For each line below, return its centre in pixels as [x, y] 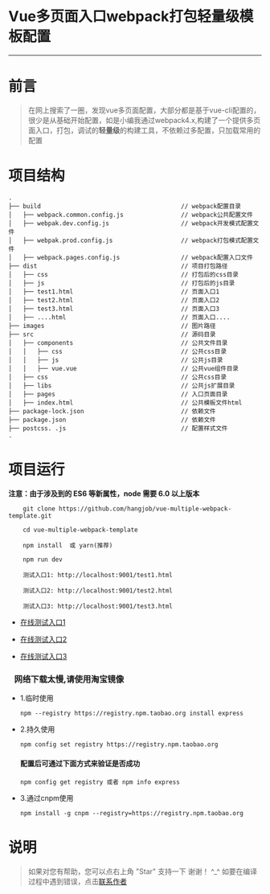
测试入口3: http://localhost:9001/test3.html [98, 606]
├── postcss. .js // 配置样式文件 [118, 428]
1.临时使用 [37, 698]
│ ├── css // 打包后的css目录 [123, 274]
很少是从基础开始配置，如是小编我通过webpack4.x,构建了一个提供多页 [144, 120]
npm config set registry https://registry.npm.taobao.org [119, 744]
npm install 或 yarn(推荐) [68, 545]
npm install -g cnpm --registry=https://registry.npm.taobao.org [131, 814]
